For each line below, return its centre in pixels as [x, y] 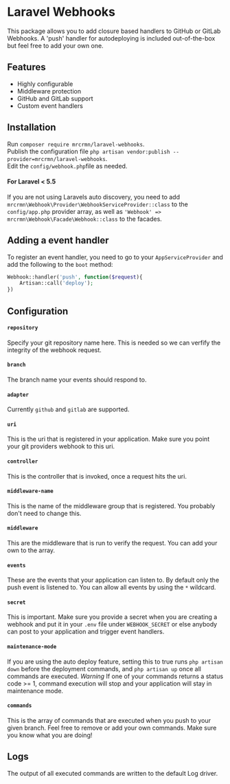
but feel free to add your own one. [56, 45]
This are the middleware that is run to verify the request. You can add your [112, 543]
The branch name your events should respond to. [77, 380]
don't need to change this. [44, 513]
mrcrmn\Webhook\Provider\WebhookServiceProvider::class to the [98, 204]
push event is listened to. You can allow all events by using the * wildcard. [112, 587]
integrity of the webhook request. [54, 350]
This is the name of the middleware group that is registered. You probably [111, 505]
